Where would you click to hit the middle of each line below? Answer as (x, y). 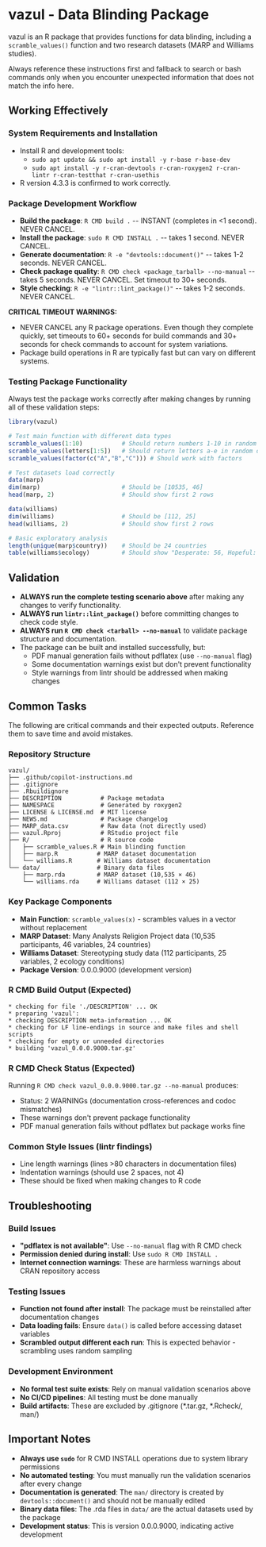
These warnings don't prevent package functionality (105, 1118)
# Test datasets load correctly (61, 473)
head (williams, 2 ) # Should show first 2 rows (111, 524)
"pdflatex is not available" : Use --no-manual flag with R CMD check (131, 1246)
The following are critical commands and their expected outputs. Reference (131, 725)
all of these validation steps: (54, 407)
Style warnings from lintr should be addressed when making (129, 673)
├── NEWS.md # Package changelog (88, 819)
